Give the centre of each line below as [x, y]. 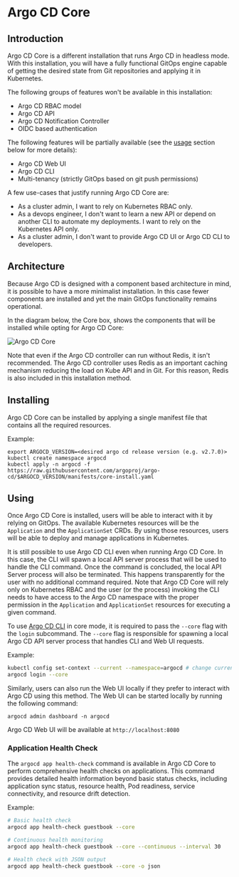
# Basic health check [39, 821]
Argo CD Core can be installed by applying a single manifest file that [107, 418]
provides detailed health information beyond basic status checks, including [117, 779]
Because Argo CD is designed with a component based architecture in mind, [119, 283]
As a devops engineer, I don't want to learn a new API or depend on [117, 214]
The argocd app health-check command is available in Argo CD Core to [112, 764]
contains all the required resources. [59, 425]
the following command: [43, 703]
